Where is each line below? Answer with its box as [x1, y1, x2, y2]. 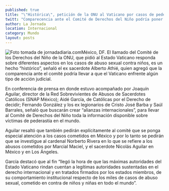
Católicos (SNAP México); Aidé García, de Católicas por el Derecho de [5, 96, 151, 102]
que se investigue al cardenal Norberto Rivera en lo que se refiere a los [5, 138, 152, 144]
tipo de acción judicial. [5, 76, 52, 82]
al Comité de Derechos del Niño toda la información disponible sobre [5, 112, 148, 118]
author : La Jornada [5, 21, 46, 27]
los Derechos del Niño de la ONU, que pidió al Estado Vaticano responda [5, 54, 156, 60]
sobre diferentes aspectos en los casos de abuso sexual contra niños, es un [5, 60, 163, 66]
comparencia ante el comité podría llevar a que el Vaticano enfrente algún [5, 70, 158, 76]
